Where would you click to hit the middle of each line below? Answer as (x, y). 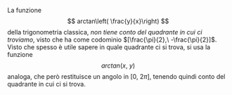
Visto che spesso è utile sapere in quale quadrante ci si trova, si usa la (109, 47)
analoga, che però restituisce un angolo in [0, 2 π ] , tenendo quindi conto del (116, 76)
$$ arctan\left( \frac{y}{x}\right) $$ (118, 21)
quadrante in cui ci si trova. (46, 84)
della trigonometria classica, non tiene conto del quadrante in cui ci (105, 32)
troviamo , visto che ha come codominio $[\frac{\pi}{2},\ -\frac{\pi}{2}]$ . (112, 39)
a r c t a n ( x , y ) (118, 65)
